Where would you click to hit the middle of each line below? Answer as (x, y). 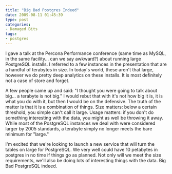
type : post (17, 20)
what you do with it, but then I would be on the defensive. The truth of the (83, 101)
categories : (18, 24)
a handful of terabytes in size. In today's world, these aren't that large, (80, 69)
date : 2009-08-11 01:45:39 (34, 15)
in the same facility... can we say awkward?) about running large (73, 59)
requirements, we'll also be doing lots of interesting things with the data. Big (85, 160)
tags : (11, 34)
